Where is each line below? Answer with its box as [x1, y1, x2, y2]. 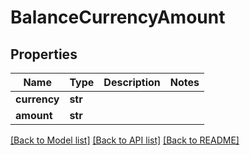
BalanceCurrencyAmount [10, 6, 226, 29]
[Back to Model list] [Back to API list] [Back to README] [10, 134, 240, 146]
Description [103, 76, 161, 89]
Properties [10, 46, 78, 63]
